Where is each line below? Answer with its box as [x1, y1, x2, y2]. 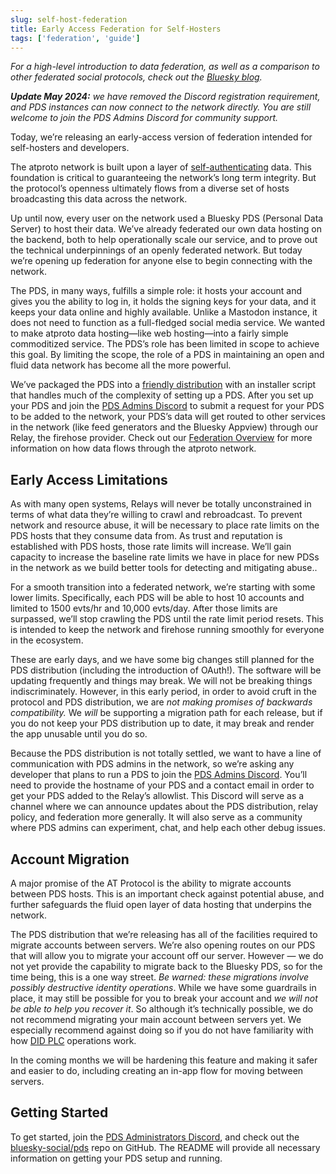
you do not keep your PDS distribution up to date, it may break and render [10, 717, 315, 730]
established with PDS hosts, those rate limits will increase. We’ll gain [10, 541, 292, 553]
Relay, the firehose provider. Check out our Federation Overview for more [10, 432, 313, 444]
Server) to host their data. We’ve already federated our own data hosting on [10, 223, 322, 235]
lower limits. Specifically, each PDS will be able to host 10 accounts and [10, 592, 305, 604]
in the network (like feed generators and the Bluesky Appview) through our [10, 421, 319, 433]
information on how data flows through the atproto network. [10, 442, 257, 455]
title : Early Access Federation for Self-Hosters [10, 24, 222, 34]
